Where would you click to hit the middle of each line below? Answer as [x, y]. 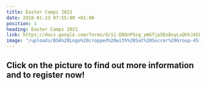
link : [13, 35]
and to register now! [46, 75]
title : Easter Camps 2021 [39, 12]
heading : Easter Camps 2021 [42, 29]
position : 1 [21, 23]
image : [15, 41]
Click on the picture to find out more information [100, 65]
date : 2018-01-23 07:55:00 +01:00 [51, 18]
